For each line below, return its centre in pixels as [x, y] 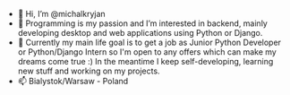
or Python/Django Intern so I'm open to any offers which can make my [147, 52]
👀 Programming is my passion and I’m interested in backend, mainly [143, 23]
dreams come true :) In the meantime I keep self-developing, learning [145, 61]
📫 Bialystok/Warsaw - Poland [73, 81]
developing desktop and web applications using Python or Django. [140, 33]
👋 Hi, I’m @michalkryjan [61, 14]
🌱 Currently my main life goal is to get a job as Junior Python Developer [149, 42]
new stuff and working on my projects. [89, 71]
